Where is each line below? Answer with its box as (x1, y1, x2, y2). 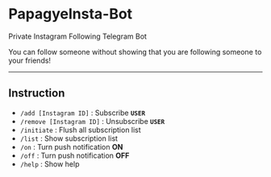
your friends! (8, 56, 51, 65)
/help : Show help (19, 158, 80, 169)
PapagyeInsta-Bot (8, 5, 133, 23)
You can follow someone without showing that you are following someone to (8, 47, 262, 56)
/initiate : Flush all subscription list (19, 125, 141, 134)
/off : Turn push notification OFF (19, 150, 130, 160)
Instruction (8, 86, 65, 101)
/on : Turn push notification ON (19, 142, 123, 151)
